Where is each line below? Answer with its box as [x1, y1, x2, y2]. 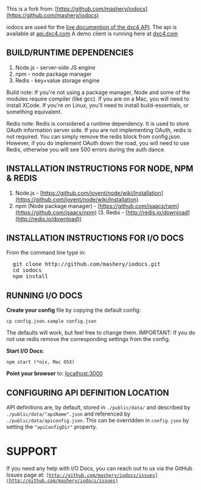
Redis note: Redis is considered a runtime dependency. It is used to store [6, 120, 189, 127]
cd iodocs [12, 267, 42, 274]
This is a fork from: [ [6, 5, 57, 12]
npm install [12, 273, 49, 280]
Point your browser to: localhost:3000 [6, 370, 104, 377]
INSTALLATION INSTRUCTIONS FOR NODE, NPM [6, 164, 194, 174]
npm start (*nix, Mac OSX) [6, 359, 75, 366]
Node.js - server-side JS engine [15, 63, 96, 71]
